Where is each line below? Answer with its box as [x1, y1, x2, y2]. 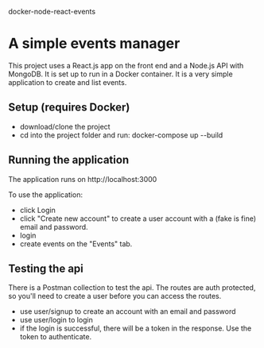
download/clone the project [19, 122, 111, 131]
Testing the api [8, 261, 83, 275]
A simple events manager [8, 35, 181, 52]
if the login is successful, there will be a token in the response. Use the [19, 323, 252, 333]
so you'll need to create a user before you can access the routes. [8, 292, 222, 301]
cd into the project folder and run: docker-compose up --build [19, 130, 223, 140]
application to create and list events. [8, 77, 127, 87]
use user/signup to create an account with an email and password [19, 307, 236, 316]
